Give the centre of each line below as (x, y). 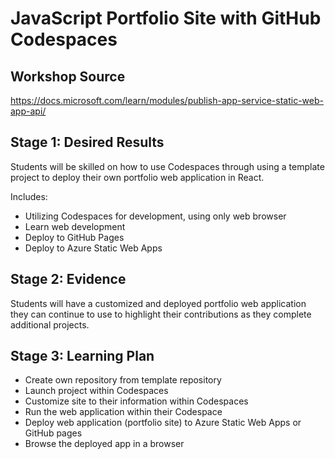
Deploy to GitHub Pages (74, 237)
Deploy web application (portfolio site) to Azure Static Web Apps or (163, 423)
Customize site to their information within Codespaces (136, 401)
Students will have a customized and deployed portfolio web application (158, 303)
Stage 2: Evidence (68, 279)
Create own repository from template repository (123, 380)
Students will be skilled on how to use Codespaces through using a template (167, 166)
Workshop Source (68, 76)
